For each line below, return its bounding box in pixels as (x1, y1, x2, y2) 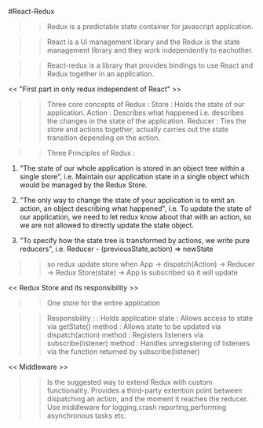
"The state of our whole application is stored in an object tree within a (19, 164, 245, 172)
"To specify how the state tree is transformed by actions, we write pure (19, 236, 250, 245)
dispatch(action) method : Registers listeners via (46, 330, 204, 339)
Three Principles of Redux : (46, 149, 136, 157)
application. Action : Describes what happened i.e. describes (46, 108, 244, 117)
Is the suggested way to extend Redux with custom (46, 378, 213, 386)
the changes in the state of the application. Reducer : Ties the (46, 116, 247, 125)
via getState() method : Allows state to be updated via (46, 322, 221, 331)
